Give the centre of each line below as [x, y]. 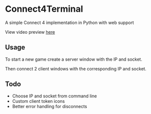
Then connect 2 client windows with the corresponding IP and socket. [76, 68]
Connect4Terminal [44, 9]
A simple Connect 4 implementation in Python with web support [69, 23]
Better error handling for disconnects [50, 106]
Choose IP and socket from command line [54, 96]
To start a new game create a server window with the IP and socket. [74, 59]
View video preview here [30, 32]
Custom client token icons [38, 101]
